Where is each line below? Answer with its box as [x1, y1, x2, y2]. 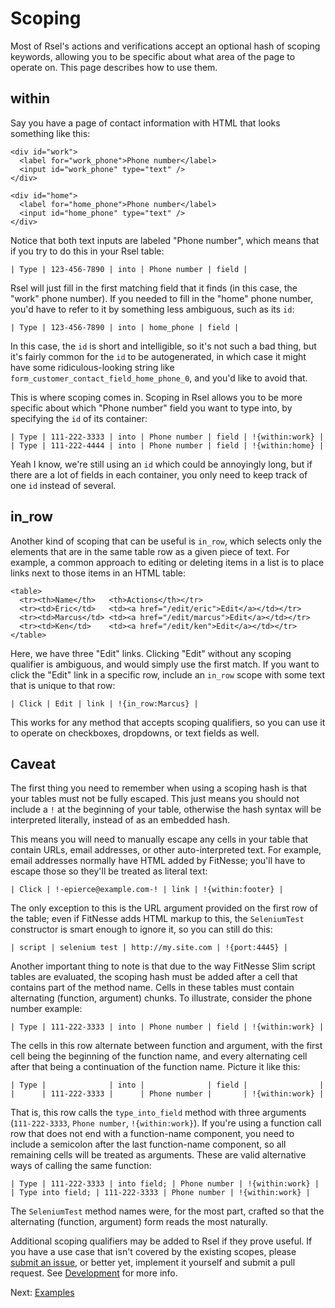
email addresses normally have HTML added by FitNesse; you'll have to [10, 855, 306, 867]
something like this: [10, 127, 91, 139]
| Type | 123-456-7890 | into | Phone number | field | [10, 264, 248, 274]
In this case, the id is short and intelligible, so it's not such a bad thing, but [10, 340, 317, 352]
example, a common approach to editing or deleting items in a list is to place [10, 556, 325, 568]
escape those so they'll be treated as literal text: [10, 865, 208, 877]
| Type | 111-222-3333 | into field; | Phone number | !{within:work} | [10, 1179, 320, 1189]
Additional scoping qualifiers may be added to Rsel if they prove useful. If [10, 1235, 313, 1247]
